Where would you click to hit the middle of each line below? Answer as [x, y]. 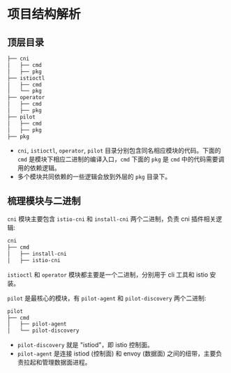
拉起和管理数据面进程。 [57, 363]
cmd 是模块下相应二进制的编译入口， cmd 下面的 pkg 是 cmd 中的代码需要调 [121, 159]
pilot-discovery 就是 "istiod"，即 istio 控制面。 [85, 345]
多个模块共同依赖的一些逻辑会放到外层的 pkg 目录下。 [94, 177]
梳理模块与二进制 [44, 200]
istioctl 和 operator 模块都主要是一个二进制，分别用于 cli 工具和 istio [108, 274]
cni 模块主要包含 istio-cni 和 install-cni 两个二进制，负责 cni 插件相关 [112, 219]
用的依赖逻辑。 [39, 168]
